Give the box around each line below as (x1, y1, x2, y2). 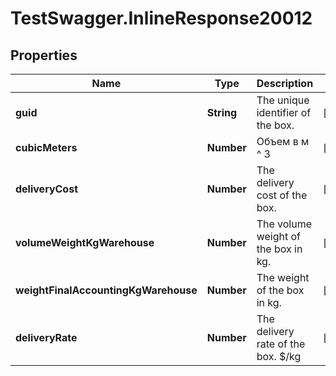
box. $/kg (256, 350, 302, 363)
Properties (10, 47, 78, 64)
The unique (256, 93, 310, 107)
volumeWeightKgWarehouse (15, 236, 155, 249)
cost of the (256, 188, 308, 202)
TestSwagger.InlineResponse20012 (10, 7, 313, 30)
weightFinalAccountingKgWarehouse (15, 283, 198, 297)
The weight (256, 271, 310, 284)
